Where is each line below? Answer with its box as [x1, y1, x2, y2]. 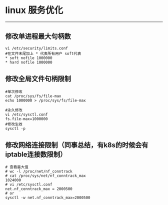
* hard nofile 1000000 [5, 59, 52, 65]
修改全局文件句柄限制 [5, 74, 71, 83]
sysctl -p [5, 126, 26, 131]
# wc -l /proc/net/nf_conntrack [5, 169, 72, 174]
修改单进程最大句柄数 [5, 32, 71, 40]
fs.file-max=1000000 [5, 116, 48, 121]
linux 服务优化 [5, 4, 63, 16]
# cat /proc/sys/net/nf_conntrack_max [5, 173, 86, 178]
